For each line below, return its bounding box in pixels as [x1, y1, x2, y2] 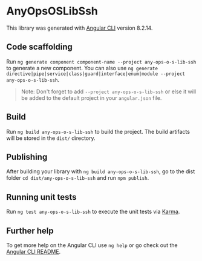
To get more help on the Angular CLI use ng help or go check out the [6, 242, 178, 249]
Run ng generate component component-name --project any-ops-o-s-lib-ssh [6, 58, 197, 65]
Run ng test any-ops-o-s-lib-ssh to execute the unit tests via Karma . [6, 208, 180, 216]
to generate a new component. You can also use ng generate [6, 64, 158, 71]
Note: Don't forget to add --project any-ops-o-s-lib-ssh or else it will [21, 88, 197, 95]
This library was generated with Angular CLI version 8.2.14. [6, 24, 153, 31]
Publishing [6, 151, 48, 162]
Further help [6, 225, 54, 236]
